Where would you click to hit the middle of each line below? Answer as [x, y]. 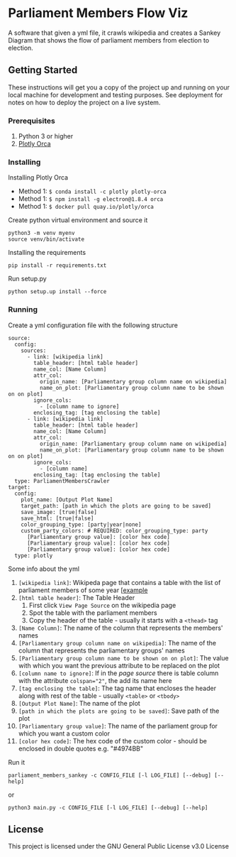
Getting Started [43, 70]
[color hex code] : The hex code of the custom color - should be [113, 741]
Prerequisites [32, 121]
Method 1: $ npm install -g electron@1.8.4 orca [91, 199]
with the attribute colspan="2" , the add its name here [95, 680]
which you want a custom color [64, 733]
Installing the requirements [47, 253]
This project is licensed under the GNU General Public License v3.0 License [119, 846]
